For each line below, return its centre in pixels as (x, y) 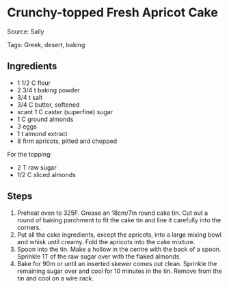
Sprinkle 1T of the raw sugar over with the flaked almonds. (99, 256)
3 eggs (27, 126)
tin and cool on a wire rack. (55, 278)
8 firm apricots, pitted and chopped (67, 141)
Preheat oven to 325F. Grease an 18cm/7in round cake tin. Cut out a (112, 213)
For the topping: (30, 154)
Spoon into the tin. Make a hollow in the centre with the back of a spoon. (119, 249)
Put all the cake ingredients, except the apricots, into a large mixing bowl (119, 235)
